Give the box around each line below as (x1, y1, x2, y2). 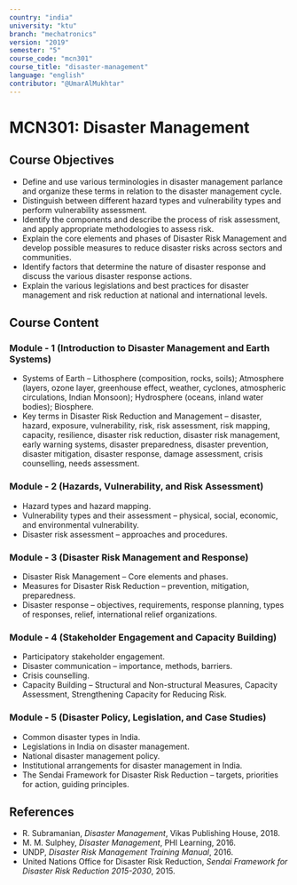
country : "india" (9, 12, 74, 22)
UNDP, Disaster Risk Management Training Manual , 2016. (21, 847, 233, 857)
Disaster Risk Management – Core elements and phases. (21, 570, 229, 582)
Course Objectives (9, 153, 115, 168)
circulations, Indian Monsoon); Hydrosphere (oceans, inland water (21, 392, 264, 403)
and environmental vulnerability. (21, 519, 140, 530)
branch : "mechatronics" (9, 29, 98, 38)
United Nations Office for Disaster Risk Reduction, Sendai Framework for (21, 857, 288, 867)
